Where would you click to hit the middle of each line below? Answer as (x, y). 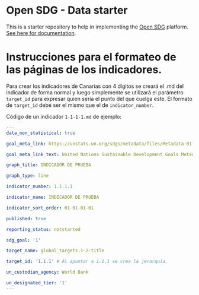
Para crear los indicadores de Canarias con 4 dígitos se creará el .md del (95, 86)
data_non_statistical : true (41, 133)
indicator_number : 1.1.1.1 (39, 187)
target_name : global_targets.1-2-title (55, 251)
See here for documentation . (41, 33)
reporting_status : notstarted (44, 229)
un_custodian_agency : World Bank (47, 272)
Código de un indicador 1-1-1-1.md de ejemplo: (64, 116)
